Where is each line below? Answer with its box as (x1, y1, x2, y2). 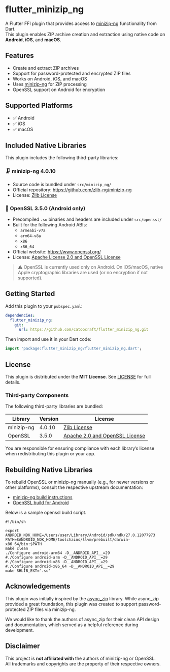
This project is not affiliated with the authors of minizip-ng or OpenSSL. (5, 655, 156, 661)
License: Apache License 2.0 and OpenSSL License (12, 254, 121, 260)
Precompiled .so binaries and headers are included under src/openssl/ (12, 216, 162, 222)
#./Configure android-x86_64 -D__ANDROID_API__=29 (5, 564, 115, 569)
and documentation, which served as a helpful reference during (5, 622, 139, 628)
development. (5, 627, 34, 633)
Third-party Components (5, 392, 69, 399)
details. (5, 379, 21, 385)
